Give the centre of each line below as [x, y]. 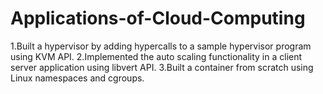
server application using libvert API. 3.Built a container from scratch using [162, 67]
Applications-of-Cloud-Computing [158, 18]
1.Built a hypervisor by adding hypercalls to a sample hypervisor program [161, 46]
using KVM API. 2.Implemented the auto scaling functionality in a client [156, 56]
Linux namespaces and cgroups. [77, 78]
